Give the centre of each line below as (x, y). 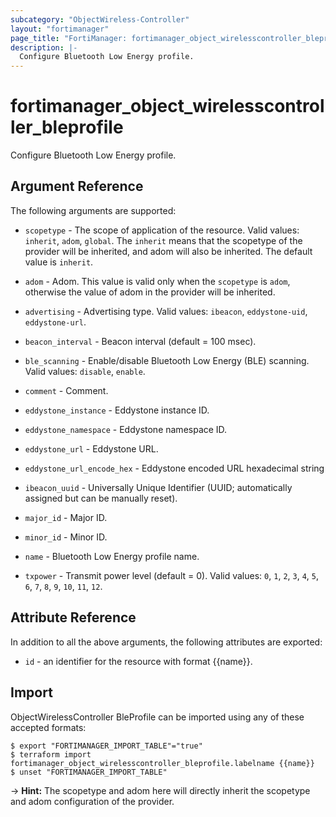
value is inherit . (59, 262)
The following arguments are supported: (93, 210)
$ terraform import (51, 754)
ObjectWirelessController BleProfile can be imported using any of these (157, 717)
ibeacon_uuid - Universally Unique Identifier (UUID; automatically (158, 487)
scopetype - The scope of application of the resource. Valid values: (162, 230)
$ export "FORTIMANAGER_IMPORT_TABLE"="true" (106, 746)
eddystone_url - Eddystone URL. (91, 448)
